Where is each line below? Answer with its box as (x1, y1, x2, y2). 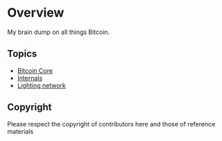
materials (7, 127, 34, 135)
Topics (7, 48, 37, 60)
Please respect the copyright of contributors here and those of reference (7, 119, 216, 128)
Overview (7, 5, 65, 21)
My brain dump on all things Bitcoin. (7, 28, 110, 36)
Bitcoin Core (17, 66, 53, 74)
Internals (17, 74, 43, 82)
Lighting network (17, 81, 66, 90)
